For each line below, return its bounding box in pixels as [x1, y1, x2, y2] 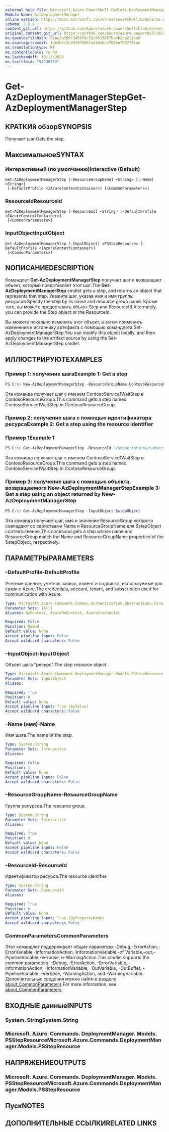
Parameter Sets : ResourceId [5, 887, 64, 892]
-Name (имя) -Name [5, 721, 55, 728]
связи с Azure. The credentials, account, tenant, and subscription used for [5, 586, 159, 592]
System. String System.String [5, 1016, 78, 1023]
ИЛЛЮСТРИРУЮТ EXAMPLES [5, 355, 103, 364]
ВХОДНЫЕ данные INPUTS [5, 1001, 92, 1010]
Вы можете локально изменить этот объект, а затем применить [5, 319, 143, 325]
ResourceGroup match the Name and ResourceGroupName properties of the [5, 534, 164, 540]
